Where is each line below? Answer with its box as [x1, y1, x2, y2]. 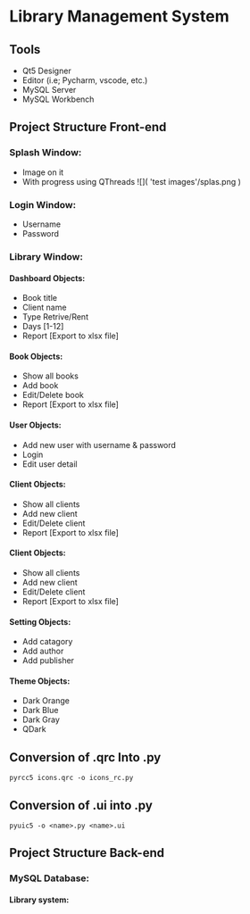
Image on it [21, 167, 64, 178]
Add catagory [21, 636, 73, 647]
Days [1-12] [21, 321, 64, 332]
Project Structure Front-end [9, 120, 167, 135]
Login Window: [9, 198, 77, 211]
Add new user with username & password [21, 439, 177, 450]
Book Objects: [9, 351, 63, 361]
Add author [21, 645, 64, 657]
